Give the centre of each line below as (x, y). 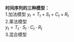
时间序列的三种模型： (27, 8)
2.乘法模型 (16, 21)
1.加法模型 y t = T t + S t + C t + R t (37, 15)
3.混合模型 (16, 34)
